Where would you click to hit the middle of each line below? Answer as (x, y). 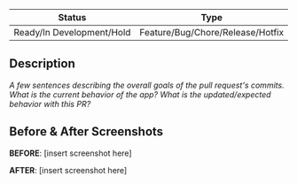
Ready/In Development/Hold (72, 32)
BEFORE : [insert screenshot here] (70, 153)
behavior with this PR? (50, 103)
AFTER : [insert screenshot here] (68, 170)
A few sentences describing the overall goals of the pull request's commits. (147, 85)
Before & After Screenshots (86, 132)
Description (42, 64)
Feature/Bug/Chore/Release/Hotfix (212, 32)
